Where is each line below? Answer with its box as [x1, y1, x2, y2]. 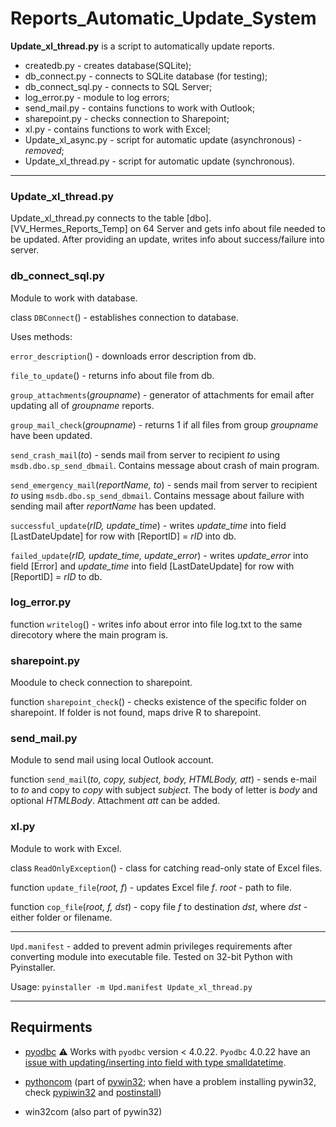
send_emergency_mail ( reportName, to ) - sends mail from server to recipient [10, 478, 318, 491]
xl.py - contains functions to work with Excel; [24, 123, 211, 135]
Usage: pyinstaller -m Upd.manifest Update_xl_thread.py [10, 980, 253, 992]
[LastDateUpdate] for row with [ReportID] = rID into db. [10, 530, 237, 542]
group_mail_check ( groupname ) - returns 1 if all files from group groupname [10, 418, 319, 431]
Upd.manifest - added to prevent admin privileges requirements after [10, 940, 293, 952]
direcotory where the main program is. [10, 628, 169, 641]
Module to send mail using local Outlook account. [10, 754, 215, 766]
